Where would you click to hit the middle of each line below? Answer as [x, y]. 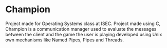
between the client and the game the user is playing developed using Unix [84, 34]
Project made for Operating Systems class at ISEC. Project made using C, [83, 23]
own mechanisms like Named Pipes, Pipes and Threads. [65, 40]
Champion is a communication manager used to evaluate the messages [81, 29]
